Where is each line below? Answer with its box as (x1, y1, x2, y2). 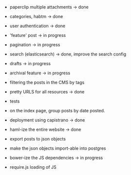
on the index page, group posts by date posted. (9, 108, 105, 113)
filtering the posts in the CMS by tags (9, 80, 85, 85)
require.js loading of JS (9, 164, 57, 170)
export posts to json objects (9, 136, 66, 141)
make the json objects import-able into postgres (9, 145, 106, 151)
